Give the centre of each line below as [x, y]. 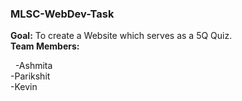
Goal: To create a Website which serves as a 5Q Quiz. [121, 36]
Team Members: [45, 46]
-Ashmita [33, 66]
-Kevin [24, 87]
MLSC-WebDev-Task [62, 14]
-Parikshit [30, 76]
